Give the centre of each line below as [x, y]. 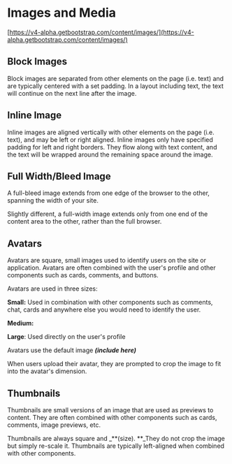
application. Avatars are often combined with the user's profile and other [111, 268]
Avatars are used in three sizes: [52, 289]
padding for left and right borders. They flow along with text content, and [112, 147]
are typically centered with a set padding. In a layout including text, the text [115, 86]
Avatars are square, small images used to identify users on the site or [107, 261]
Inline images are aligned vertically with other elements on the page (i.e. [111, 132]
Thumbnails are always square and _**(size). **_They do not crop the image [116, 438]
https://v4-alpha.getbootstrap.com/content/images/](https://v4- [102, 32]
